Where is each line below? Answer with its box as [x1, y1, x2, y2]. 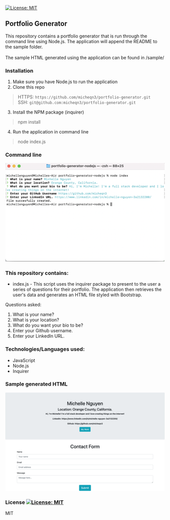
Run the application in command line [12, 129, 89, 135]
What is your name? [12, 311, 55, 318]
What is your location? [12, 317, 60, 323]
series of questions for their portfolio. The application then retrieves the [12, 287, 162, 293]
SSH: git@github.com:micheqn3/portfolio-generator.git [17, 99, 136, 106]
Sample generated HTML [5, 380, 68, 388]
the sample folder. [5, 44, 43, 50]
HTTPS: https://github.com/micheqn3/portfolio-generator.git [17, 94, 151, 100]
